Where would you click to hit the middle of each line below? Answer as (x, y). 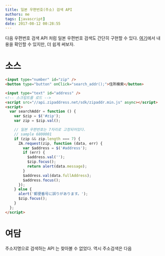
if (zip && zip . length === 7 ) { (47, 139)
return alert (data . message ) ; (57, 167)
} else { (23, 189)
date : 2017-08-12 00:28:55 (33, 23)
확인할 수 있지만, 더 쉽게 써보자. (44, 44)
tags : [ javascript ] (25, 19)
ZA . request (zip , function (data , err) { (60, 143)
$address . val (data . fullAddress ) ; (57, 175)
